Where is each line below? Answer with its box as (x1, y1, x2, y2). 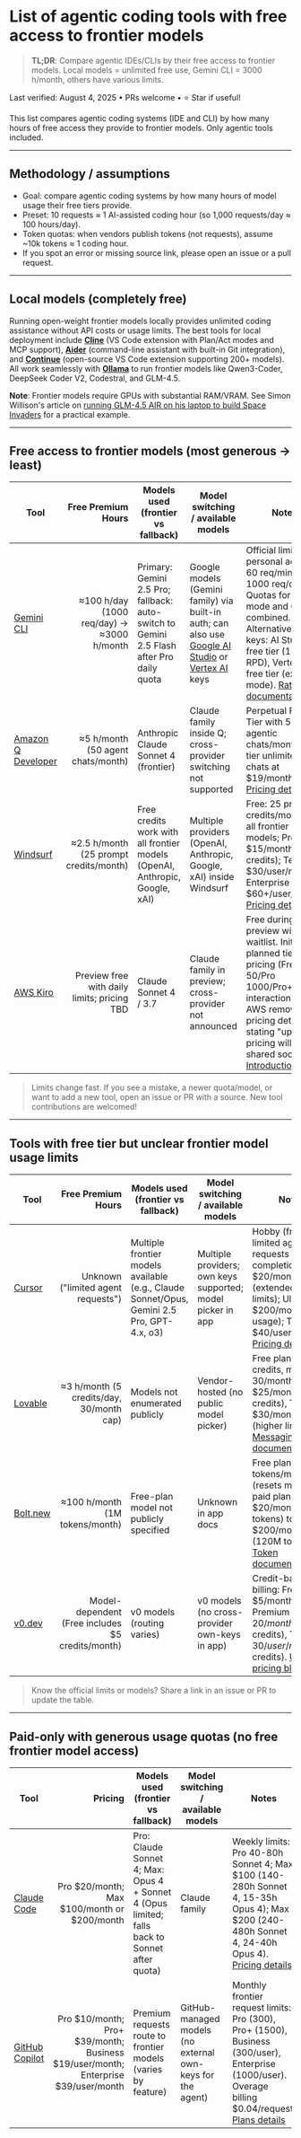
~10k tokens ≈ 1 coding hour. (21, 238, 129, 249)
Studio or (189, 651, 228, 664)
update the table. (30, 1694, 95, 1705)
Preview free (74, 970, 129, 982)
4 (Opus (133, 1897, 168, 1909)
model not (130, 1501, 173, 1514)
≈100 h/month (60, 1496, 123, 1509)
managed (180, 2013, 220, 2025)
